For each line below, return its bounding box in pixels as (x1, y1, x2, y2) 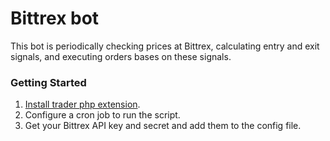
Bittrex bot (10, 7, 100, 30)
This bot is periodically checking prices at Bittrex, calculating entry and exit (10, 40, 320, 52)
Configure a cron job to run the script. (24, 109, 181, 121)
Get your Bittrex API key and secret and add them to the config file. (24, 120, 302, 132)
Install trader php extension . (24, 98, 141, 111)
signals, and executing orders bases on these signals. (10, 50, 232, 62)
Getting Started (10, 75, 87, 89)
